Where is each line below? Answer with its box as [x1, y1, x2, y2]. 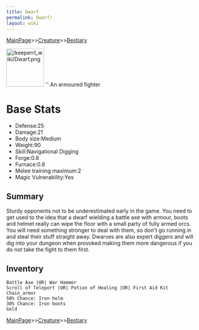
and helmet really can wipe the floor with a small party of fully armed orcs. [6, 220, 191, 228]
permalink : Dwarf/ [6, 15, 52, 21]
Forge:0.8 [14, 154, 39, 162]
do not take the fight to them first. [6, 246, 90, 253]
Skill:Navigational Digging [14, 148, 79, 155]
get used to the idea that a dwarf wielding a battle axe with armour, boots [6, 214, 188, 221]
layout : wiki [6, 20, 39, 26]
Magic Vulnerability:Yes [14, 174, 74, 181]
